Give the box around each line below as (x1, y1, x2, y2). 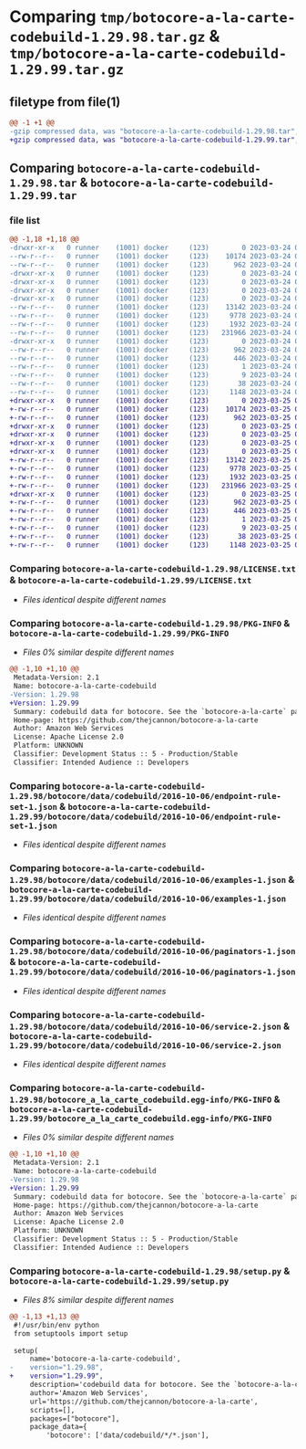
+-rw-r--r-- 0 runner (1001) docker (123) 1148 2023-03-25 (9, 541, 291, 550)
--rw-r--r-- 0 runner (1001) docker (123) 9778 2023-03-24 (9, 311, 291, 320)
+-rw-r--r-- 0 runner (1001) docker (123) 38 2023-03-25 (9, 531, 291, 541)
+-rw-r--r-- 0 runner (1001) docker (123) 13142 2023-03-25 (9, 456, 291, 465)
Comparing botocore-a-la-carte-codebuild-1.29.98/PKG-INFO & (9, 616, 291, 629)
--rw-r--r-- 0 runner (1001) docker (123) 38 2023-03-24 (9, 379, 291, 389)
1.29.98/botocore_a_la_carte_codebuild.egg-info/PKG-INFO (9, 1094, 272, 1105)
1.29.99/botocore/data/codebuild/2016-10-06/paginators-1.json (9, 967, 296, 978)
